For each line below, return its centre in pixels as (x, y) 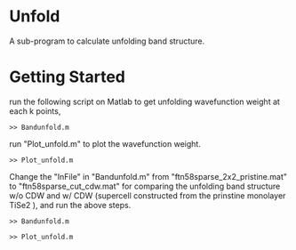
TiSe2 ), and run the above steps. (70, 205)
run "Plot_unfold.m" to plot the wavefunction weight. (105, 143)
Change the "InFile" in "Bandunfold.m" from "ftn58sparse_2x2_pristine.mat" (148, 176)
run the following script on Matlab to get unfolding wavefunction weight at (144, 101)
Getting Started (68, 77)
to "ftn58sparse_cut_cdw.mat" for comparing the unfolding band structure (145, 186)
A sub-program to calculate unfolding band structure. (107, 41)
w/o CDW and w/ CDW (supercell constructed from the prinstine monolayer (148, 195)
